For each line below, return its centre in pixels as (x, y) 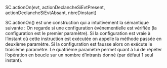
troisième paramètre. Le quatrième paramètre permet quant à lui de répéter (84, 49)
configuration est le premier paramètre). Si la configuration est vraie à (78, 33)
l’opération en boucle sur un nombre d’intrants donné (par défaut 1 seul (79, 55)
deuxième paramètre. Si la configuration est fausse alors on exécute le (79, 44)
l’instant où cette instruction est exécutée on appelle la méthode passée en (83, 39)
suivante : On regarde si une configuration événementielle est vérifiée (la (81, 28)
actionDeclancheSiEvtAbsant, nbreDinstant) (51, 13)
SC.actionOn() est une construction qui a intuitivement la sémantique (77, 23)
